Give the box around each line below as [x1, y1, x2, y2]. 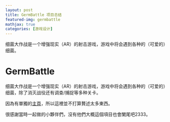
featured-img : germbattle [5, 17, 60, 22]
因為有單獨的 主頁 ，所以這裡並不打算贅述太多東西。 [5, 101, 113, 107]
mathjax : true [5, 21, 36, 27]
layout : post [5, 7, 33, 13]
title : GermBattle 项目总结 [5, 12, 62, 17]
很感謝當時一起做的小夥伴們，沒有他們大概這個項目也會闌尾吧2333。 [5, 111, 151, 117]
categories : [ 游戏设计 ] [5, 27, 53, 32]
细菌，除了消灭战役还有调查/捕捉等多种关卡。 [5, 90, 101, 96]
